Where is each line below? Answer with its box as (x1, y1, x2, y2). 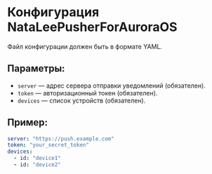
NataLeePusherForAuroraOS (7, 19, 178, 35)
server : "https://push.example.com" (7, 135, 114, 142)
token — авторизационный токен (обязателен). (17, 88, 158, 97)
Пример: (7, 116, 48, 128)
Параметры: (7, 62, 65, 74)
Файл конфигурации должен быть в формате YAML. (7, 42, 163, 51)
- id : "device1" (13, 155, 61, 162)
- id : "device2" (13, 161, 61, 168)
